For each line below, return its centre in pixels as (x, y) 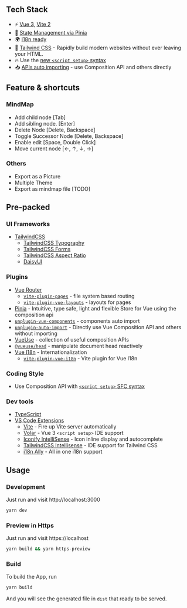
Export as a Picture (38, 176)
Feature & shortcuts (43, 88)
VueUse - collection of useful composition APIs (72, 339)
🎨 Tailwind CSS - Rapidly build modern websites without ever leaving (98, 48)
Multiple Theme (33, 183)
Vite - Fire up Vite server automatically (70, 427)
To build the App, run (31, 577)
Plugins (17, 277)
